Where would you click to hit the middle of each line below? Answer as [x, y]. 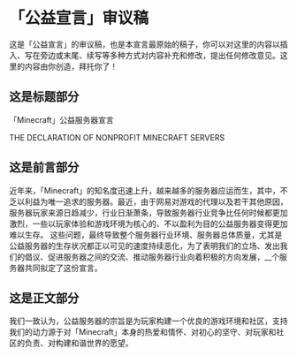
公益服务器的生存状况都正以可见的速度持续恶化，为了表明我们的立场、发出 [145, 246]
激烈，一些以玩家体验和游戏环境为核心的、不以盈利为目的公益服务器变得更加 [148, 223]
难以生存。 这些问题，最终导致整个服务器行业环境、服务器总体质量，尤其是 [146, 234]
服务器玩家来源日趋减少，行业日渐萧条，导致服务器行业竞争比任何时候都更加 [148, 212]
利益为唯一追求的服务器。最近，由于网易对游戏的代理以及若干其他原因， [156, 201]
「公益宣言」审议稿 [79, 18]
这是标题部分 [44, 97]
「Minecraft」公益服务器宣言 [61, 119]
